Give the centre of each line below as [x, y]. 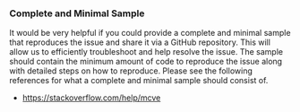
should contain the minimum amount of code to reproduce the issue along [146, 62]
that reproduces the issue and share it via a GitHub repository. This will [140, 42]
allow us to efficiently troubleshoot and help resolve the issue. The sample [146, 52]
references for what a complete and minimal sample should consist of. [139, 81]
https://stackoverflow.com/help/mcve [91, 98]
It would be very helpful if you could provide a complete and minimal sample [150, 33]
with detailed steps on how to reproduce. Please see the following [131, 71]
